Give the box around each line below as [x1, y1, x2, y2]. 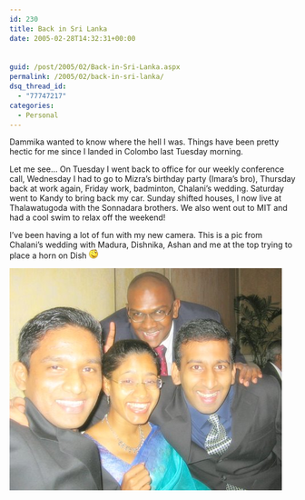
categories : [9, 101, 54, 110]
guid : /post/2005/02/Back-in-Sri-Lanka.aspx [9, 63, 181, 72]
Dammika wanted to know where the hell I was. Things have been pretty [9, 136, 280, 147]
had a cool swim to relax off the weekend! [9, 212, 166, 223]
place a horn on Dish [9, 250, 87, 261]
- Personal [17, 110, 59, 120]
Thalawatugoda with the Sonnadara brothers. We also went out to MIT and [9, 203, 288, 214]
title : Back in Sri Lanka [9, 24, 107, 34]
